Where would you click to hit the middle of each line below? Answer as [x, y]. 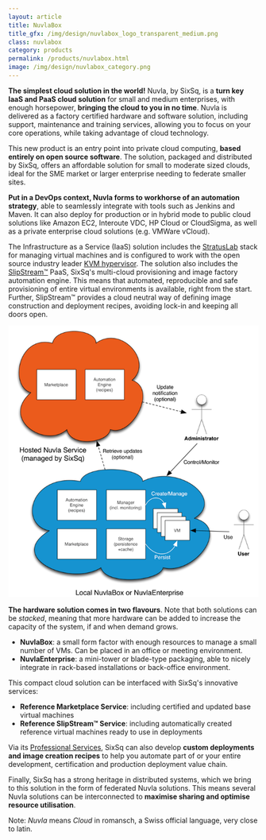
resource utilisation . [42, 805]
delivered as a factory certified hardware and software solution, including [128, 116]
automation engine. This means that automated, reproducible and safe [123, 280]
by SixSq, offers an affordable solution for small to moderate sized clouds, [129, 165]
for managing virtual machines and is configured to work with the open [124, 255]
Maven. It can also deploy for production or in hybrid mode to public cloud [130, 214]
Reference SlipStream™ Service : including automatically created [126, 723]
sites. [17, 182]
